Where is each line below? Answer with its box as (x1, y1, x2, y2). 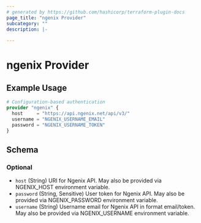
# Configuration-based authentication (6, 99, 105, 105)
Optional (6, 163, 32, 171)
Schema (6, 144, 39, 155)
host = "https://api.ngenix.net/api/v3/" (12, 110, 131, 117)
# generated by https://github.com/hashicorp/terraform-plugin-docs (6, 9, 185, 15)
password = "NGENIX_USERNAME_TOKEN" (12, 122, 105, 128)
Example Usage (6, 82, 67, 93)
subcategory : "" (6, 20, 48, 26)
